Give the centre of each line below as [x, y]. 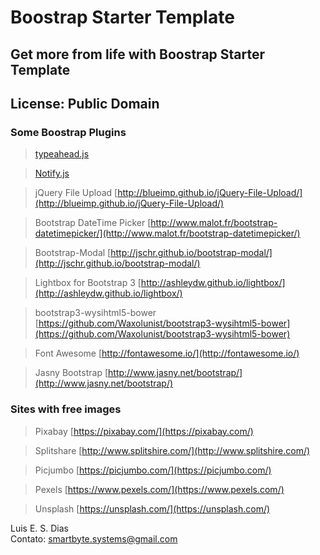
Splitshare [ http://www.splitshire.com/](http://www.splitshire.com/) [172, 450]
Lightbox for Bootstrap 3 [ [88, 283]
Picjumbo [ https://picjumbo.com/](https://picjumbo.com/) [153, 470]
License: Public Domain [85, 103]
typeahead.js [62, 154]
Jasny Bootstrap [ [71, 373]
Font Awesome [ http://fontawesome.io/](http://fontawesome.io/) [167, 353]
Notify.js [52, 173]
